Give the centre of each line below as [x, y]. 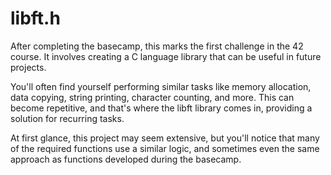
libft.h [35, 18]
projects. [28, 67]
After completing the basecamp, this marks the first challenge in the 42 [157, 46]
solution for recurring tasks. [67, 118]
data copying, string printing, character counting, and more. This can [152, 97]
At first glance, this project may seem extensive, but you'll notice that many [165, 138]
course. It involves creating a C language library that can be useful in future [166, 56]
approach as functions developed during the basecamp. [126, 159]
